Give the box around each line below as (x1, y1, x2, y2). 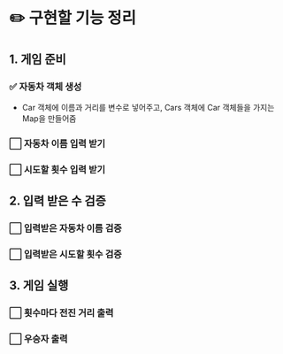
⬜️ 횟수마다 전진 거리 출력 (9, 307, 114, 319)
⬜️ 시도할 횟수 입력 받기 (9, 163, 106, 175)
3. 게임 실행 (9, 278, 69, 293)
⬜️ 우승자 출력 (9, 333, 68, 345)
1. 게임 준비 (9, 51, 66, 66)
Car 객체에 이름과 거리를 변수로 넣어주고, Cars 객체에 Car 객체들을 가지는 (21, 102, 275, 112)
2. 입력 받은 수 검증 (9, 194, 106, 209)
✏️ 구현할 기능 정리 (9, 8, 137, 28)
